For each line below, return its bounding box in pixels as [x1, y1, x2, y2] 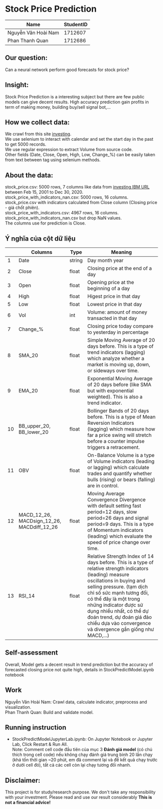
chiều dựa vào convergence [87, 620, 151, 626]
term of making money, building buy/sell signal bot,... [5, 104, 111, 110]
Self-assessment [5, 649, 58, 657]
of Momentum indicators [87, 527, 144, 533]
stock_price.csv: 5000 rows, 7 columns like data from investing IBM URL [5, 184, 150, 190]
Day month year [87, 257, 124, 263]
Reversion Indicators [87, 420, 134, 426]
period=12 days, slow [87, 508, 137, 515]
